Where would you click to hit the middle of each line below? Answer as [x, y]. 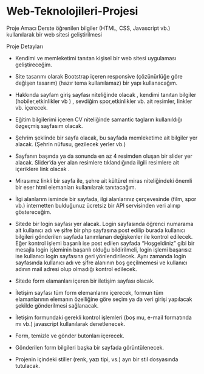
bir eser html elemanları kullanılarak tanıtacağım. [76, 187]
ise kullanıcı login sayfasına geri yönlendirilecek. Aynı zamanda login [100, 256]
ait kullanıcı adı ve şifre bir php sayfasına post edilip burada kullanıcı [100, 230]
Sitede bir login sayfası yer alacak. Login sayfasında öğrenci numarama [104, 224]
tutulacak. [28, 365]
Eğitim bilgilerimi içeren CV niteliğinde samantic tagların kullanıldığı [98, 119]
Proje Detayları [25, 46]
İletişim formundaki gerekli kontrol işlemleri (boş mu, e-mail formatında [104, 317]
